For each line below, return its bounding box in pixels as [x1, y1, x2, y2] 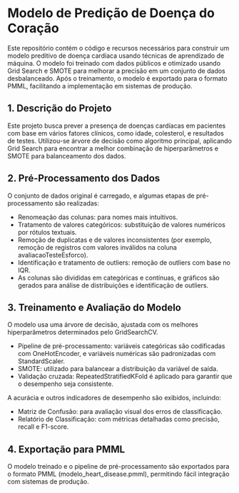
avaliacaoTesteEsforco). [17, 250, 88, 259]
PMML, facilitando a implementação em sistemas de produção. [7, 81, 193, 90]
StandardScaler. [17, 357, 66, 365]
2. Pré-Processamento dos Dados [7, 173, 161, 185]
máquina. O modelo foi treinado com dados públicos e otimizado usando [7, 59, 221, 67]
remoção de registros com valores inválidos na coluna [17, 243, 177, 251]
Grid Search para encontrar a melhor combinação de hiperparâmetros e [7, 144, 219, 153]
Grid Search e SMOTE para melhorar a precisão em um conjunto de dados [7, 66, 226, 75]
